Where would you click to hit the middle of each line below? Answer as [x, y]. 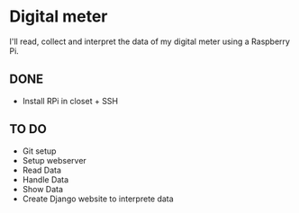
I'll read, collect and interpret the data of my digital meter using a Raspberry [150, 41]
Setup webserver [54, 160]
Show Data [43, 189]
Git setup [39, 151]
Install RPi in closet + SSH [70, 101]
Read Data [41, 170]
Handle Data [45, 179]
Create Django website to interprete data [98, 199]
